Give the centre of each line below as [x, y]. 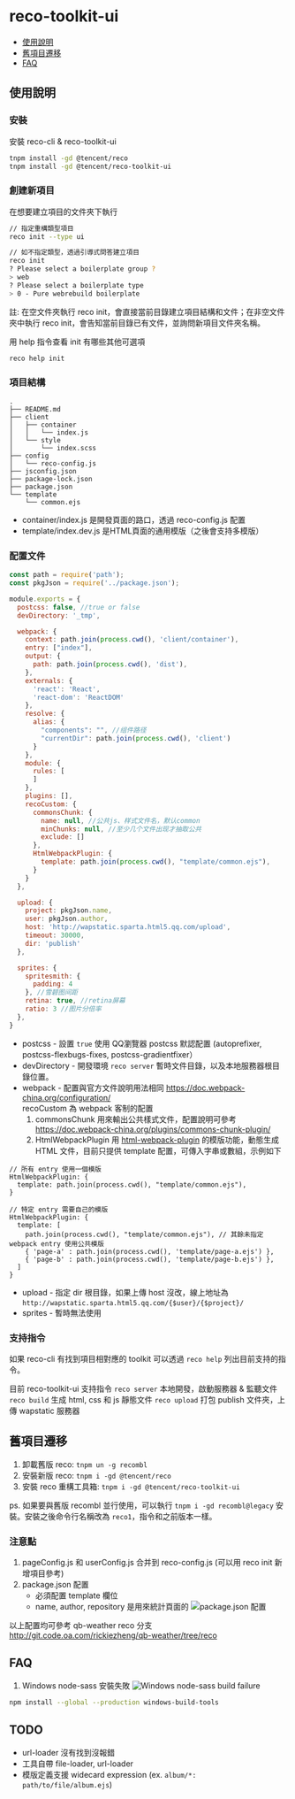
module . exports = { [45, 599]
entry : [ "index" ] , [59, 648]
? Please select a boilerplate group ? [83, 269]
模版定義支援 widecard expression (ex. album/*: [109, 1774]
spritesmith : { [53, 976]
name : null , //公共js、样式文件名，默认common [121, 820]
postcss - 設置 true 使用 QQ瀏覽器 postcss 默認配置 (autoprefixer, [142, 1043]
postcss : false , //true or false [79, 607]
